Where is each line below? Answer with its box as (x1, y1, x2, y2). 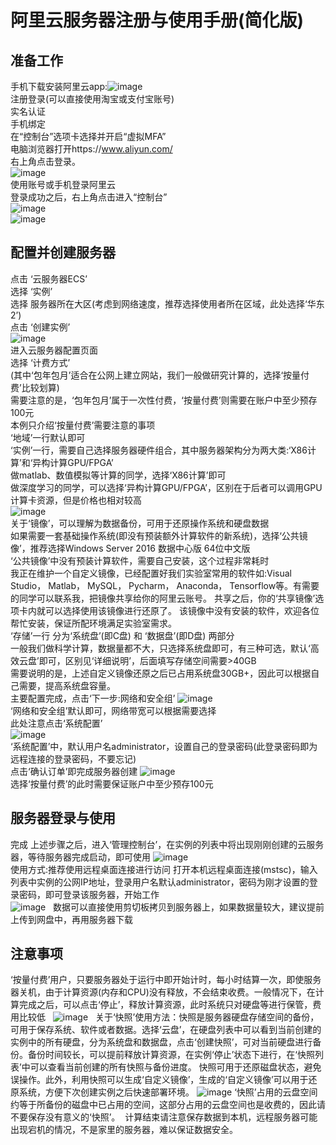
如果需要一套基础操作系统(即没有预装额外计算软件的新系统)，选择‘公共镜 (10, 529, 308, 541)
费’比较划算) (10, 381, 60, 393)
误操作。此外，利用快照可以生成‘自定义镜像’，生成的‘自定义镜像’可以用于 (10, 1074, 309, 1086)
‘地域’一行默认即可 (10, 431, 86, 443)
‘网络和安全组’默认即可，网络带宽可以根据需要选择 (10, 704, 217, 716)
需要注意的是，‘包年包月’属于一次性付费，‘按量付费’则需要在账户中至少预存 (10, 394, 318, 406)
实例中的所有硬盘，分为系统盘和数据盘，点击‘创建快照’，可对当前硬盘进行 (10, 1036, 313, 1048)
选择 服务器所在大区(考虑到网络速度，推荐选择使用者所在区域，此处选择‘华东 (10, 297, 325, 310)
